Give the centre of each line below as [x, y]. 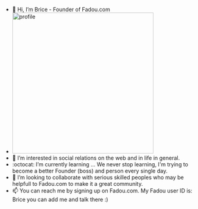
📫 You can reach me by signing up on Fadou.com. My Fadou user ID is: [102, 191]
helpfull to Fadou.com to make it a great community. [77, 184]
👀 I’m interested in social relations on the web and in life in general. [96, 158]
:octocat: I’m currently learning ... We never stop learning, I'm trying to [100, 164]
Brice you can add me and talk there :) [60, 199]
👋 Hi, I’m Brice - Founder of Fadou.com [61, 9]
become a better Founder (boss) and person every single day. [90, 171]
